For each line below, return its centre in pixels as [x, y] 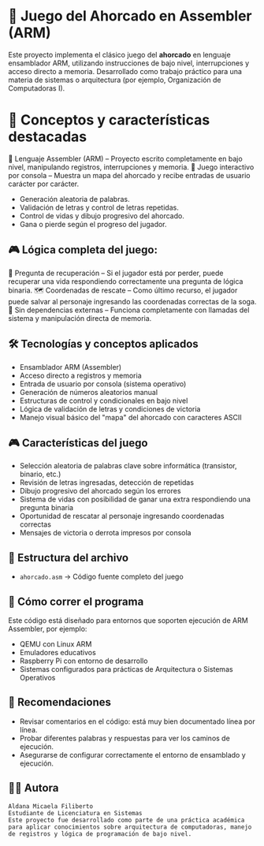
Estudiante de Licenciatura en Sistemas [76, 813]
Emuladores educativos [58, 652]
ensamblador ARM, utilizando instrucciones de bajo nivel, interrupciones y [129, 63]
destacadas [48, 137]
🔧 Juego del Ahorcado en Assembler [130, 16]
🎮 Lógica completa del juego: [83, 250]
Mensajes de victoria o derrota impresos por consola [105, 533]
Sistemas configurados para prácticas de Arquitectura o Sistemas [126, 669]
